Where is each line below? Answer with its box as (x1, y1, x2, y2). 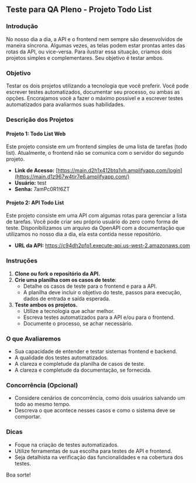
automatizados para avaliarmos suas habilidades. (6, 101, 125, 108)
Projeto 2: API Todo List (6, 199, 64, 206)
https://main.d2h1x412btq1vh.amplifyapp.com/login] (57, 167, 183, 174)
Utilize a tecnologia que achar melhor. (23, 307, 115, 314)
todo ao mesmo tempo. (14, 401, 71, 408)
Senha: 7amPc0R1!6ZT (14, 186, 70, 193)
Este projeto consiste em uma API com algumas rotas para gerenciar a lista (6, 212, 187, 219)
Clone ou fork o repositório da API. (14, 270, 101, 277)
